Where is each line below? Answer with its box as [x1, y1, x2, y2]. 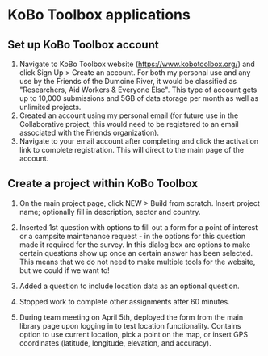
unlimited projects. [19, 103, 82, 111]
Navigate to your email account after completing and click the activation [19, 136, 259, 146]
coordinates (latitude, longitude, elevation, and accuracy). [19, 337, 211, 348]
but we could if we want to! [19, 265, 110, 275]
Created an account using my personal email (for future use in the [19, 111, 239, 120]
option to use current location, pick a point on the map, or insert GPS [19, 329, 248, 339]
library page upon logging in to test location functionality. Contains [19, 320, 241, 330]
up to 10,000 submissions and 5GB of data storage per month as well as [19, 94, 259, 103]
